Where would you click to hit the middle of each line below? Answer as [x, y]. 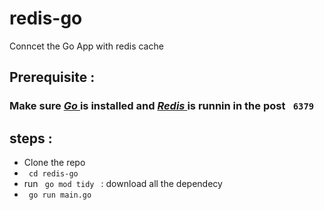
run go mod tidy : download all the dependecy [123, 184]
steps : [31, 138]
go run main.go [60, 195]
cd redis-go [53, 174]
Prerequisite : [52, 77]
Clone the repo [54, 163]
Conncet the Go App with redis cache [86, 46]
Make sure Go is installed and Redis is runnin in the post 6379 [162, 106]
